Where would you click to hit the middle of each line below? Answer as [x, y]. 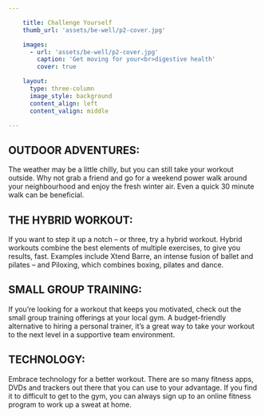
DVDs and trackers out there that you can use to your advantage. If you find [133, 387]
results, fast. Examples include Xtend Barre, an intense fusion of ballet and [131, 256]
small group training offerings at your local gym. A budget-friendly [117, 317]
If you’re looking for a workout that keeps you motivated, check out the [125, 309]
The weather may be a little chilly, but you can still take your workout [121, 169]
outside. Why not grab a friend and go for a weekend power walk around [128, 178]
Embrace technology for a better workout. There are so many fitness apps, [131, 379]
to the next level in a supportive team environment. [92, 334]
